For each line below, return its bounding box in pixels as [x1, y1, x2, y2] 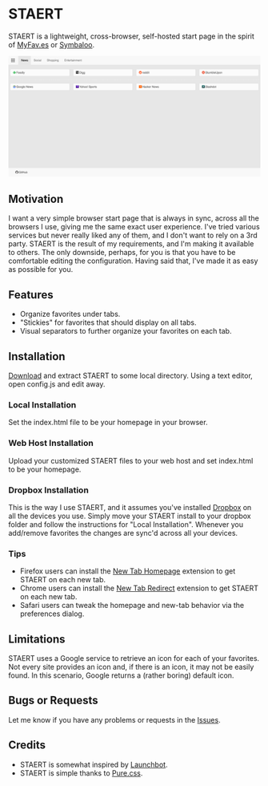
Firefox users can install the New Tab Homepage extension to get [19, 566, 236, 576]
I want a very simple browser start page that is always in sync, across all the [8, 213, 260, 223]
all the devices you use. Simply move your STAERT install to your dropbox [8, 511, 252, 521]
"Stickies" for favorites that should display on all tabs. [19, 318, 198, 327]
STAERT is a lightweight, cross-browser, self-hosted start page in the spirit [8, 31, 254, 41]
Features [8, 288, 54, 302]
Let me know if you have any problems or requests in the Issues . [8, 715, 222, 724]
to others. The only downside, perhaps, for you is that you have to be [8, 248, 236, 257]
